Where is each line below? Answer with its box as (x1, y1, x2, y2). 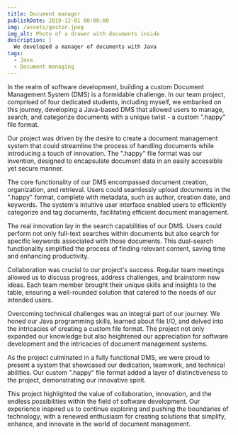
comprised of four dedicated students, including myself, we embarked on (7, 97, 222, 106)
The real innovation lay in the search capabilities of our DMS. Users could (7, 221, 222, 230)
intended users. (7, 295, 53, 304)
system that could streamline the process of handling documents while (7, 141, 215, 149)
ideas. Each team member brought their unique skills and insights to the (7, 281, 217, 289)
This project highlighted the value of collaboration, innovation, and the (7, 389, 212, 397)
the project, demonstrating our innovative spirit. (7, 375, 147, 384)
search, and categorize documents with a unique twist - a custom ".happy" (7, 113, 226, 121)
